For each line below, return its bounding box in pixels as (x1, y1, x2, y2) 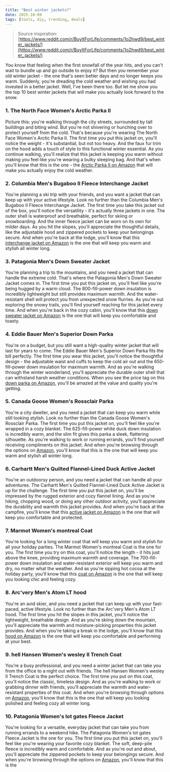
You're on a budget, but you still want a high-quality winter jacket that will (5, 342, 159, 348)
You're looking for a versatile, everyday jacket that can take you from (5, 724, 149, 730)
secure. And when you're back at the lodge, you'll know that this (5, 234, 140, 240)
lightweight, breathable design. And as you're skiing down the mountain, (5, 617, 157, 623)
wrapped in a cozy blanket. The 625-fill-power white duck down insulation (5, 426, 161, 432)
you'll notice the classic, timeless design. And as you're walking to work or (5, 679, 161, 685)
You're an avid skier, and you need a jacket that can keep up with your (5, 601, 152, 607)
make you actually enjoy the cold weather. (5, 167, 93, 173)
